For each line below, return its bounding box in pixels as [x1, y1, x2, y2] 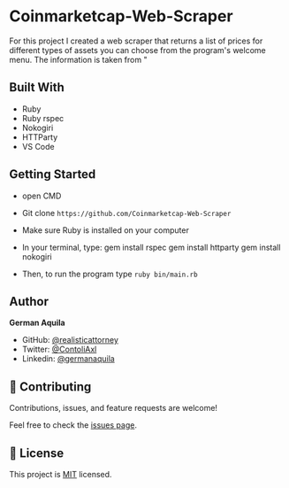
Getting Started [9, 167, 96, 182]
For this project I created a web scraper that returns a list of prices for [9, 35, 263, 46]
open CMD [21, 190, 62, 201]
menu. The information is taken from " [9, 54, 148, 65]
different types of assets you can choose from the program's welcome [9, 44, 267, 55]
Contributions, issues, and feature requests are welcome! [9, 403, 218, 414]
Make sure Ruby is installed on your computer [21, 224, 190, 236]
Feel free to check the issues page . [9, 420, 137, 430]
